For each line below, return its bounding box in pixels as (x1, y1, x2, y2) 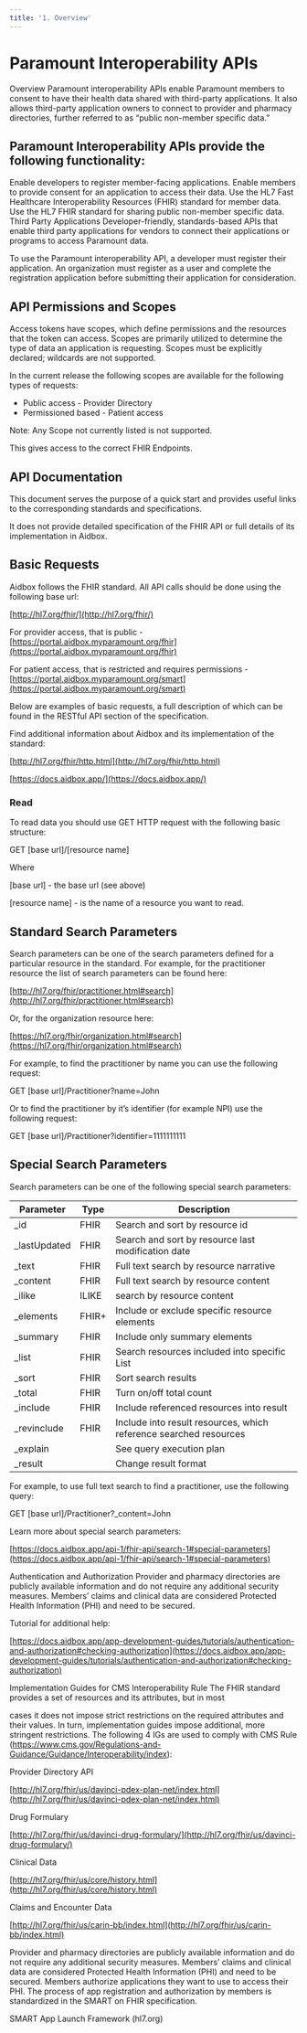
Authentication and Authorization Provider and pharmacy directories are (9, 1570, 281, 1581)
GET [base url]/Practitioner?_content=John (9, 1507, 172, 1518)
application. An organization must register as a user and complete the (9, 262, 271, 274)
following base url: (9, 591, 79, 601)
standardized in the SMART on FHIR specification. (9, 1995, 198, 2006)
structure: (9, 826, 47, 837)
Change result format (115, 1457, 207, 1470)
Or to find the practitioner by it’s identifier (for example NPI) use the (9, 1102, 263, 1113)
